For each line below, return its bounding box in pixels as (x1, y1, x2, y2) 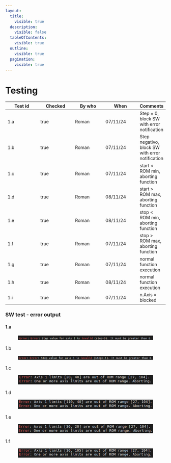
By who (79, 102, 97, 109)
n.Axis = (139, 292, 157, 298)
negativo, (139, 139, 159, 145)
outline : (10, 46, 28, 51)
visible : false (14, 30, 47, 35)
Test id (14, 102, 30, 109)
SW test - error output (5, 311, 61, 318)
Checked (45, 102, 65, 109)
